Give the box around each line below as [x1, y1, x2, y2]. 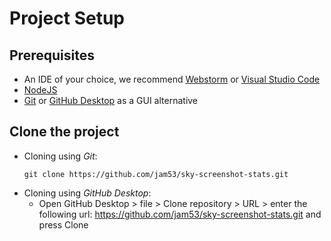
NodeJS [23, 84, 58, 96]
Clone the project [9, 123, 120, 141]
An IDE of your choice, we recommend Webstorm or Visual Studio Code [23, 73, 321, 85]
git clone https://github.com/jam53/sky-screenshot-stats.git [23, 169, 289, 179]
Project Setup [9, 7, 126, 30]
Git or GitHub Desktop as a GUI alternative [23, 95, 199, 106]
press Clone [38, 218, 89, 231]
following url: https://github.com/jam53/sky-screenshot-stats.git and [38, 208, 322, 220]
